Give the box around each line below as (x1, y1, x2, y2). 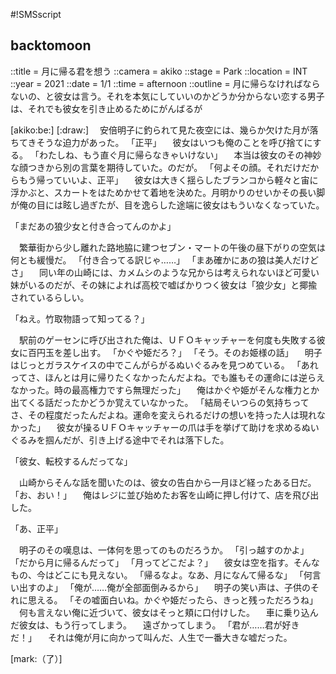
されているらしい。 (10, 291, 90, 303)
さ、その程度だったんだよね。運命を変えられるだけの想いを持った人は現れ (10, 409, 317, 421)
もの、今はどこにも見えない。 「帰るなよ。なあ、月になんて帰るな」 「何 (10, 569, 313, 581)
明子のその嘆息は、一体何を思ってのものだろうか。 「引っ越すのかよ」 (18, 544, 310, 556)
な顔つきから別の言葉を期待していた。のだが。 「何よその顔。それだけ (10, 161, 302, 173)
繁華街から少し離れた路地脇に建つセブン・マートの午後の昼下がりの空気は (18, 241, 326, 253)
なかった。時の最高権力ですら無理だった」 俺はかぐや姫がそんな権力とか (10, 384, 320, 396)
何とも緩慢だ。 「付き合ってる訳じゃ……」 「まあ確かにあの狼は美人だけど (10, 254, 319, 266)
